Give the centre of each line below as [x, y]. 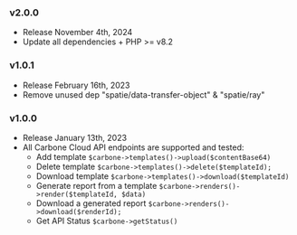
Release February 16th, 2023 [76, 85]
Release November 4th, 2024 [77, 33]
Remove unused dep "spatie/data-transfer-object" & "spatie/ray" [144, 94]
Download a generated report [91, 203]
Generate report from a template [96, 185]
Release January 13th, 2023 [75, 137]
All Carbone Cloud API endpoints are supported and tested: [133, 147]
